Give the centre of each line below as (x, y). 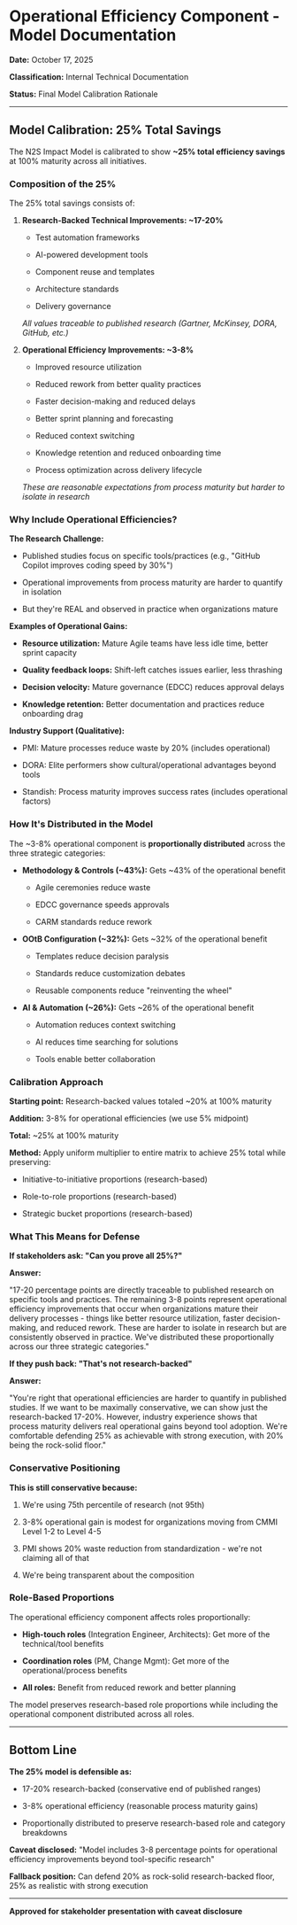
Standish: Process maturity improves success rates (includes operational (155, 792)
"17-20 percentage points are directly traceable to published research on (142, 1290)
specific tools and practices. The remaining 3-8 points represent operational (148, 1300)
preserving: (30, 1161)
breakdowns (45, 1832)
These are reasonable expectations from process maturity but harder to (153, 487)
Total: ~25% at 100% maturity (64, 1135)
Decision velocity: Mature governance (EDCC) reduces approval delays (153, 687)
